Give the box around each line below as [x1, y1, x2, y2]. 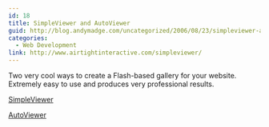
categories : [8, 34, 48, 42]
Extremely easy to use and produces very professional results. [8, 79, 215, 89]
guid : [8, 26, 26, 34]
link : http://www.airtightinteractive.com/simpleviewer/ [8, 49, 203, 57]
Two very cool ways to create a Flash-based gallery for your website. [8, 71, 237, 80]
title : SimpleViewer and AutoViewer [8, 19, 130, 27]
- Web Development [15, 42, 78, 50]
